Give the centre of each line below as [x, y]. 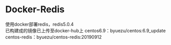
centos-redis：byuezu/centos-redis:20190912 [54, 37]
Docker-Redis [35, 9]
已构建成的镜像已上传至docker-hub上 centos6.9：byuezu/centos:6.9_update [86, 30]
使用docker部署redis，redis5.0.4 [40, 24]
